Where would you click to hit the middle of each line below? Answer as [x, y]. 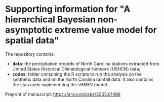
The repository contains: [30, 54]
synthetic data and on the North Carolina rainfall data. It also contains [83, 79]
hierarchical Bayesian [50, 19]
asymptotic [29, 30]
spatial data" [32, 41]
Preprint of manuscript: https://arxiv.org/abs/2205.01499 [63, 94]
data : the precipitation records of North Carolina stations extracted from [86, 64]
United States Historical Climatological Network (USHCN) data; [76, 69]
